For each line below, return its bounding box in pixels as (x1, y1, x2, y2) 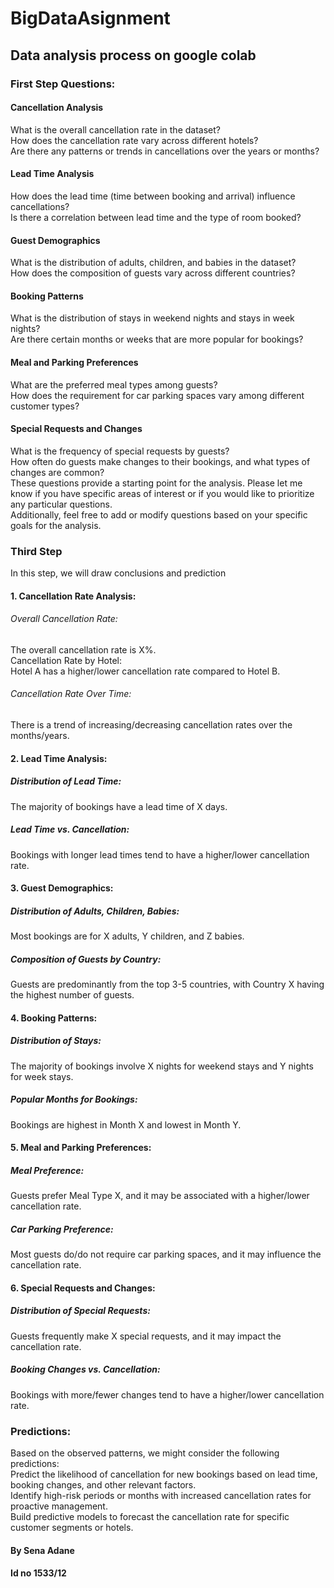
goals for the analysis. (10, 519, 102, 531)
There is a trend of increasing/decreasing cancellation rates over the (10, 719, 293, 731)
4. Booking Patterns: (10, 1012, 98, 1024)
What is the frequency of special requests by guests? (10, 445, 230, 457)
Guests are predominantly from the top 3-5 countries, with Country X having (10, 978, 325, 991)
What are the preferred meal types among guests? (10, 378, 218, 391)
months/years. (10, 730, 70, 742)
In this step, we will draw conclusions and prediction (10, 567, 227, 579)
